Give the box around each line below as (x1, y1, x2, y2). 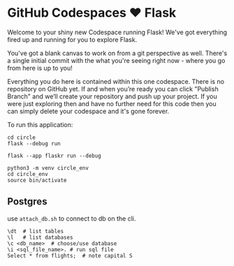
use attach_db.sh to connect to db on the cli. (7, 214, 136, 223)
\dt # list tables (7, 228, 64, 235)
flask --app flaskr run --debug (7, 152, 101, 159)
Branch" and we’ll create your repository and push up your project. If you (7, 92, 218, 101)
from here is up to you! (7, 64, 73, 72)
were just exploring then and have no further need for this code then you (7, 99, 217, 108)
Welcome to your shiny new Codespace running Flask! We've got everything (7, 28, 228, 36)
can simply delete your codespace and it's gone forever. (7, 107, 170, 115)
